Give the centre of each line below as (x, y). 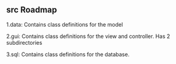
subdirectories (24, 42)
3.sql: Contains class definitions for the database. (68, 54)
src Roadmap (32, 10)
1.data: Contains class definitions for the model (65, 24)
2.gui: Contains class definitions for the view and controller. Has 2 (88, 36)
